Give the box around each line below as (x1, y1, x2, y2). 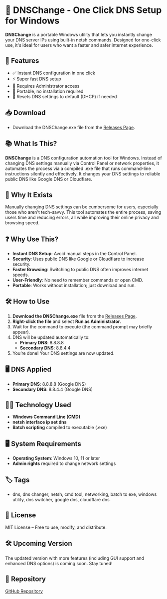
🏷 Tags (5, 475, 30, 484)
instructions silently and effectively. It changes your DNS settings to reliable (5, 171, 161, 177)
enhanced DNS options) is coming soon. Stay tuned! (5, 560, 113, 566)
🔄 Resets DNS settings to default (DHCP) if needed (12, 93, 117, 99)
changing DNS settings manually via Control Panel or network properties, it (5, 160, 160, 166)
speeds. (12, 272, 29, 278)
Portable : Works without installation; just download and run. (12, 283, 136, 288)
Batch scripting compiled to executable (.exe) (12, 425, 107, 431)
